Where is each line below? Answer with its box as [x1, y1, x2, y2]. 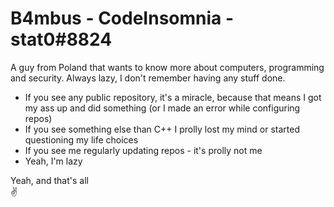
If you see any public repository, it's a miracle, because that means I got [24, 91, 322, 103]
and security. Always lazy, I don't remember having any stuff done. [10, 72, 286, 84]
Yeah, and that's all [10, 174, 89, 186]
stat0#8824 [10, 28, 113, 51]
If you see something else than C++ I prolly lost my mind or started [24, 123, 300, 135]
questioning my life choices [24, 133, 139, 146]
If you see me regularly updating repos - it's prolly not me [24, 144, 263, 156]
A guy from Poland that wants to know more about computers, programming [10, 61, 325, 73]
